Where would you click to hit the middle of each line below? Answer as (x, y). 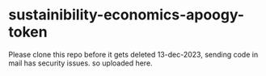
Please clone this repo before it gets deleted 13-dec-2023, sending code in (133, 54)
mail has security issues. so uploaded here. (80, 63)
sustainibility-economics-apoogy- (127, 15)
